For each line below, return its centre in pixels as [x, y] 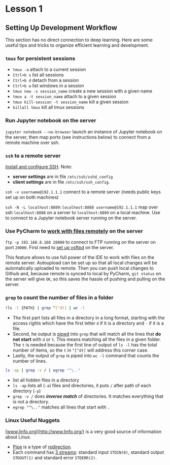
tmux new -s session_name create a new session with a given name [82, 91]
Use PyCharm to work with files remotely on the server [74, 231]
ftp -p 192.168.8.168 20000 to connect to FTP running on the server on [80, 242]
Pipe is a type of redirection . [42, 447]
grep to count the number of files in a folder [59, 298]
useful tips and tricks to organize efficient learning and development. [77, 45]
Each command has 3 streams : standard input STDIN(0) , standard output [88, 452]
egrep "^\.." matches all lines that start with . [61, 407]
